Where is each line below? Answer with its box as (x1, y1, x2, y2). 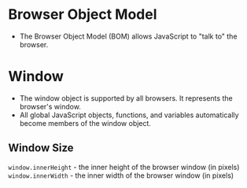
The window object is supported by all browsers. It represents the (19, 93, 234, 103)
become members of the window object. (19, 118, 152, 127)
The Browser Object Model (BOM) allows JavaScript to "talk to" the (19, 31, 238, 41)
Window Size (8, 142, 74, 155)
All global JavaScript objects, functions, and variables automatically (19, 110, 239, 120)
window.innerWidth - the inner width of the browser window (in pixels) (8, 171, 234, 180)
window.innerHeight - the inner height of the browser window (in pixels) (8, 162, 240, 171)
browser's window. (19, 101, 81, 111)
